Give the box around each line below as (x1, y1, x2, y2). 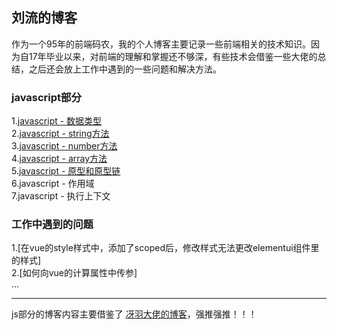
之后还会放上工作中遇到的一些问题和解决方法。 (28, 63, 222, 75)
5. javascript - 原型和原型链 (11, 165, 121, 177)
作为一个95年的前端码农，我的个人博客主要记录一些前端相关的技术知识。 (11, 38, 311, 50)
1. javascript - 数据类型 (11, 115, 103, 127)
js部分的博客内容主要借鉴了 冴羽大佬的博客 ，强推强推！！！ (11, 308, 258, 320)
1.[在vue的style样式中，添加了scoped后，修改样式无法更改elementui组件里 (11, 242, 320, 254)
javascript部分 (11, 90, 82, 104)
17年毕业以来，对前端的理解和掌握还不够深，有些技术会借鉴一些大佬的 (28, 50, 318, 62)
